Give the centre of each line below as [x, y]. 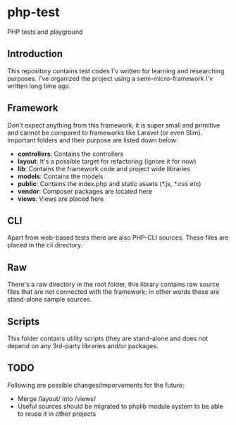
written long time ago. [39, 86]
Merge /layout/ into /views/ [57, 398]
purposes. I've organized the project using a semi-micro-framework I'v [110, 78]
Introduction [35, 54]
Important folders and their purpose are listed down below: [93, 140]
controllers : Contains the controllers [70, 154]
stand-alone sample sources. [50, 300]
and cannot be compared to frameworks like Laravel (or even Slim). [105, 133]
